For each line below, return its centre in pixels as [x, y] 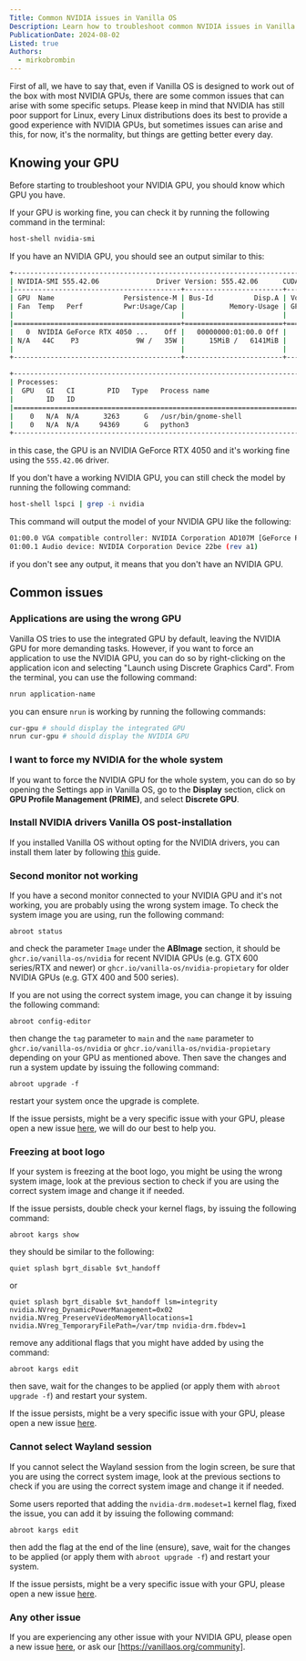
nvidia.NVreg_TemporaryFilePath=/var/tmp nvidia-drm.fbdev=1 [128, 1326]
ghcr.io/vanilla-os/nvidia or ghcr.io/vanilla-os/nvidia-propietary [140, 1048]
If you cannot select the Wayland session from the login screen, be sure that [153, 1466]
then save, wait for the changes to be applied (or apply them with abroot [145, 1386]
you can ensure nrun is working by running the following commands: [138, 711]
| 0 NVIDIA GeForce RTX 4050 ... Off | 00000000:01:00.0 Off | [148, 332]
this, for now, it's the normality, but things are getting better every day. [141, 134]
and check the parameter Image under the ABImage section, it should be [145, 949]
